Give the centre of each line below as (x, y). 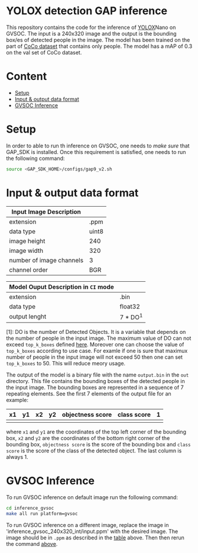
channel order (29, 269)
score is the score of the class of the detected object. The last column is (94, 451)
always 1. (17, 456)
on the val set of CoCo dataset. (44, 52)
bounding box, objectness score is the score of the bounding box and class (98, 444)
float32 (130, 306)
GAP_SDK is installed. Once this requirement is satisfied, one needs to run (96, 152)
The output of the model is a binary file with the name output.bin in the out (98, 375)
